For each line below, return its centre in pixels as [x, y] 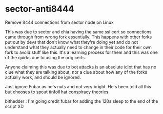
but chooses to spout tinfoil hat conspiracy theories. [57, 92]
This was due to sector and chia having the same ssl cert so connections [78, 32]
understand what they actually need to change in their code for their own [79, 47]
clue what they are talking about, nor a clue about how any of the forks [76, 72]
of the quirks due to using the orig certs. [46, 57]
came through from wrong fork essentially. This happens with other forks [79, 37]
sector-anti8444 [40, 9]
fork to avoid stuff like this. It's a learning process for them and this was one [81, 52]
